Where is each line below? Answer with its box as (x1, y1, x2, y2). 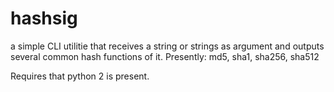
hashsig (10, 7, 78, 30)
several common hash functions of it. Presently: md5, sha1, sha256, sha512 (10, 50, 320, 62)
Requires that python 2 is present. (10, 70, 150, 82)
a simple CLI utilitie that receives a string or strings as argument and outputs (10, 40, 325, 52)
